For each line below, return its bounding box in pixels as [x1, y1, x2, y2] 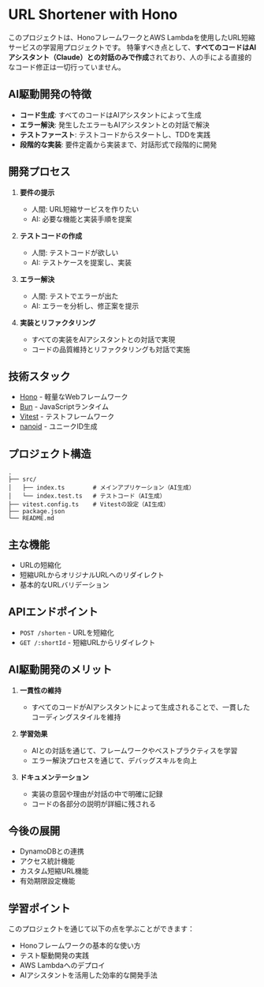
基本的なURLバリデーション [19, 580, 110, 589]
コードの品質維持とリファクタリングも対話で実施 [31, 344, 191, 354]
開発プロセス [8, 165, 71, 178]
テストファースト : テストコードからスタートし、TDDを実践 [19, 129, 211, 139]
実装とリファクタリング [19, 317, 96, 327]
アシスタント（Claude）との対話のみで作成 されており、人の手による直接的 [8, 52, 252, 62]
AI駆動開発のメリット [8, 663, 113, 677]
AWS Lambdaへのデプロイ [19, 961, 106, 970]
